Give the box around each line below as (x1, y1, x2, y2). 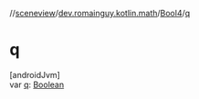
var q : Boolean (9, 79, 65, 90)
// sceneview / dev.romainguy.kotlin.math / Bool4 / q (9, 8, 191, 18)
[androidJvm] (9, 69, 61, 80)
